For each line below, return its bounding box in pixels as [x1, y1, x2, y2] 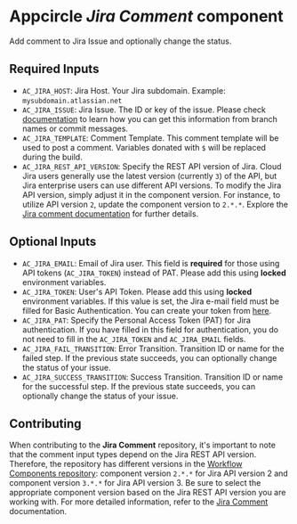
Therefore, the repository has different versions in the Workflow [9, 459, 243, 470]
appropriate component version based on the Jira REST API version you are [9, 487, 286, 498]
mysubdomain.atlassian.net [21, 96, 123, 105]
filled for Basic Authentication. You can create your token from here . [21, 305, 272, 315]
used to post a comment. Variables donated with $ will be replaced [21, 142, 267, 152]
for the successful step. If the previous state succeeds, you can [21, 381, 256, 391]
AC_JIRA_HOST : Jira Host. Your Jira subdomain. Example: [21, 85, 226, 95]
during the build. [21, 151, 83, 162]
